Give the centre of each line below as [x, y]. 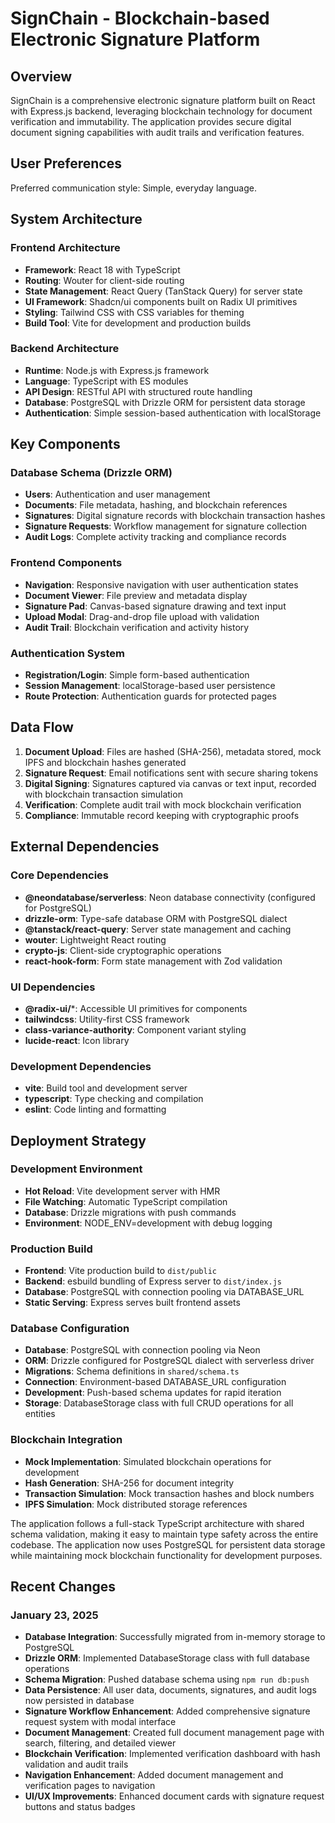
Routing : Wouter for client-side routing [104, 280]
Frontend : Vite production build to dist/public [120, 1271]
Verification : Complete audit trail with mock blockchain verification [163, 804]
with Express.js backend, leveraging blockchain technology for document [161, 111]
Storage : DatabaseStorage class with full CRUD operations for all [159, 1403]
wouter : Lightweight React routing [95, 939]
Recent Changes [63, 1587]
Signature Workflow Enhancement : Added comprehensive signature [167, 1711]
